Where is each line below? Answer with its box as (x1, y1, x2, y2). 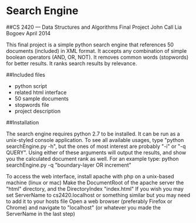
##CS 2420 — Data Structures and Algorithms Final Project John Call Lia (6, 23, 182, 31)
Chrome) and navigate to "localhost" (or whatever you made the (6, 204, 161, 211)
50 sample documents (14, 95, 69, 102)
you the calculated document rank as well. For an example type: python (6, 155, 179, 162)
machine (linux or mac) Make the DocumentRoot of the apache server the (6, 179, 184, 186)
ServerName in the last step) (6, 210, 75, 217)
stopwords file (14, 101, 50, 108)
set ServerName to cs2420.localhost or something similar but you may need (6, 191, 191, 198)
